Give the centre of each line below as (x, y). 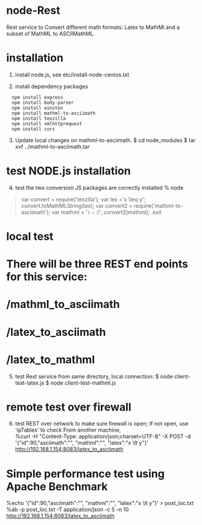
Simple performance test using (85, 473)
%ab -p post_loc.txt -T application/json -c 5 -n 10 (68, 509)
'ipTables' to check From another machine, (68, 430)
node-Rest (33, 11)
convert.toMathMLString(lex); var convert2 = (77, 206)
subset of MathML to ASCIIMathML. (51, 33)
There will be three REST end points (97, 264)
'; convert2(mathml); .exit (130, 212)
